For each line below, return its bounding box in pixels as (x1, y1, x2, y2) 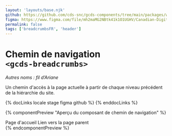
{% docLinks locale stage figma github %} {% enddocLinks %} (5, 100, 138, 106)
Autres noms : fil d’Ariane (5, 75, 59, 81)
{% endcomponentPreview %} (5, 125, 70, 131)
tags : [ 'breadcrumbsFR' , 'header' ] (5, 27, 81, 32)
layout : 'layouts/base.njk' (5, 7, 66, 13)
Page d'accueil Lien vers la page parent (5, 120, 89, 126)
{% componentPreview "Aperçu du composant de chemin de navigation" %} (5, 109, 166, 116)
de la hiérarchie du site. (5, 90, 55, 96)
